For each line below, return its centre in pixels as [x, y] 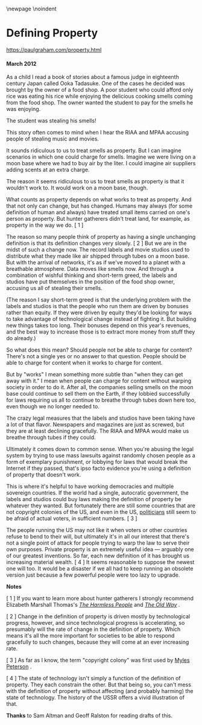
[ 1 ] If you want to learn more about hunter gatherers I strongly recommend [100, 598]
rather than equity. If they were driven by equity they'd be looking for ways [99, 312]
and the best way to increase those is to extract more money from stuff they [101, 332]
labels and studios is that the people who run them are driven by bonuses [97, 306]
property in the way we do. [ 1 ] [45, 225]
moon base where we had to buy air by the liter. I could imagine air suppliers [101, 163]
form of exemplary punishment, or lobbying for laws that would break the [97, 462]
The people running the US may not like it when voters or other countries [97, 530]
